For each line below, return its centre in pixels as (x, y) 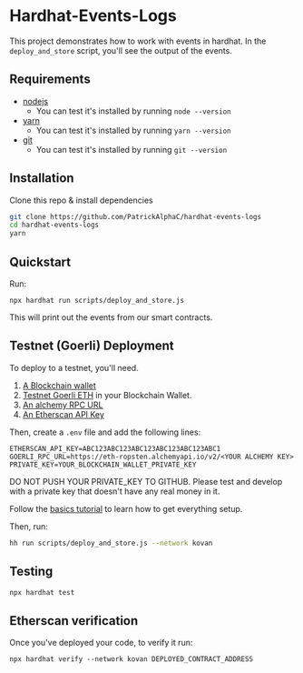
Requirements (50, 80)
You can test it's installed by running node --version (133, 111)
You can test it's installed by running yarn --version (133, 130)
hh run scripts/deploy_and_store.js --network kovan (111, 543)
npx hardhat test (42, 592)
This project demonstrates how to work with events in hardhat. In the (138, 41)
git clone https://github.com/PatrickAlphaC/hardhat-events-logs (135, 216)
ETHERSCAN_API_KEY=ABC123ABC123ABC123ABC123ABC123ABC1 (115, 448)
